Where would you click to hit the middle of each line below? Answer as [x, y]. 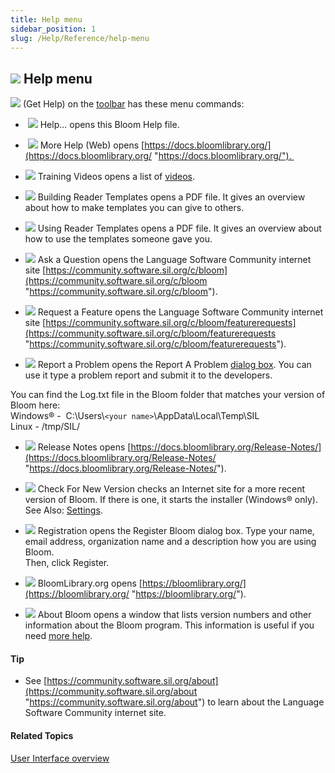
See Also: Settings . [63, 510]
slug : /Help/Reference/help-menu [80, 38]
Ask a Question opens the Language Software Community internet [174, 260]
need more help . [58, 636]
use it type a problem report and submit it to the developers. [148, 375]
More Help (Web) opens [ [92, 145]
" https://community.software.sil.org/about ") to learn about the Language [174, 702]
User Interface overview [60, 758]
